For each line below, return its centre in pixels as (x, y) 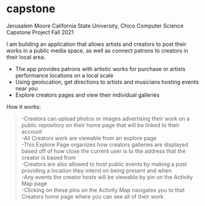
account (32, 131)
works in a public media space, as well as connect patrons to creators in (97, 50)
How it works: (24, 106)
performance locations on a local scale (64, 75)
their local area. (26, 57)
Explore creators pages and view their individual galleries (88, 95)
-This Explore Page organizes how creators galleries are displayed (105, 144)
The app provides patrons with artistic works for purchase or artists (100, 68)
